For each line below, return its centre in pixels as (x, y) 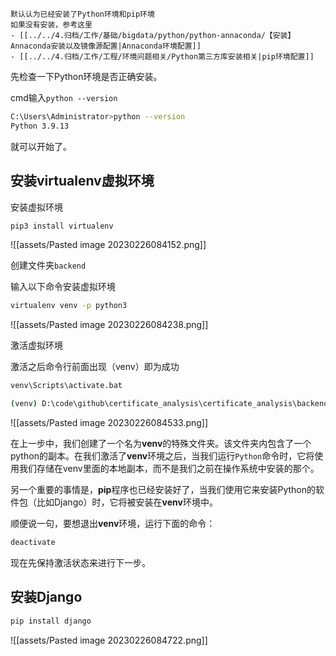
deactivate (33, 543)
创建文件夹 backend (48, 265)
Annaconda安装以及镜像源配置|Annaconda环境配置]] (106, 46)
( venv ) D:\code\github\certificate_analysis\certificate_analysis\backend (169, 404)
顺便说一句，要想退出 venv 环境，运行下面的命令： (113, 524)
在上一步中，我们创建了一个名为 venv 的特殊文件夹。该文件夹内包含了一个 (161, 444)
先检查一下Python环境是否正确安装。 (86, 76)
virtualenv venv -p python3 (69, 306)
